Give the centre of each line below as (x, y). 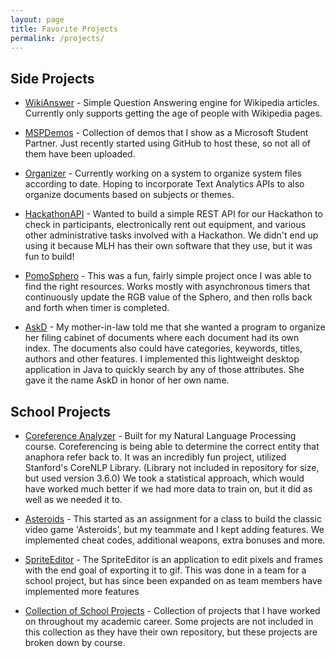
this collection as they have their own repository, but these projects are (171, 632)
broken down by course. (75, 642)
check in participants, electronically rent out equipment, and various (165, 225)
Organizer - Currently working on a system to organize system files (163, 173)
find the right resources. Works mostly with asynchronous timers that (167, 287)
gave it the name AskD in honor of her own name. (127, 380)
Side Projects (52, 78)
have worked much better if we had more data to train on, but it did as (168, 489)
